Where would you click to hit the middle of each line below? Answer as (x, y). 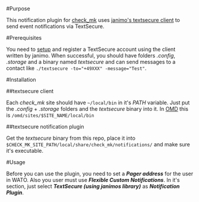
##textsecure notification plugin (45, 126)
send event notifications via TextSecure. (55, 26)
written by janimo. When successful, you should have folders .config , (91, 55)
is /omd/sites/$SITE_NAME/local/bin (50, 115)
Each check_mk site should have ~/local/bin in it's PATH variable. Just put (98, 102)
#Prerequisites (24, 38)
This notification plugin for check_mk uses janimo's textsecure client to (93, 20)
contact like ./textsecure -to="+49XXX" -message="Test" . (76, 68)
